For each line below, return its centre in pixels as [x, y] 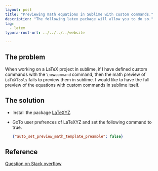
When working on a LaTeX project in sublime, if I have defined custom [76, 69]
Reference [21, 152]
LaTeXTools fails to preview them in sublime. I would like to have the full [77, 79]
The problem [25, 57]
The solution [25, 100]
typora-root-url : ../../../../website [45, 33]
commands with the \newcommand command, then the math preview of [75, 74]
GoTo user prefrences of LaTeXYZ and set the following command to [82, 122]
